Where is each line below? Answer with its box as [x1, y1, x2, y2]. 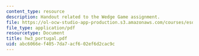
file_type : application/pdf [6, 24, 76, 31]
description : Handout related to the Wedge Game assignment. [6, 14, 161, 20]
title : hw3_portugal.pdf [6, 36, 68, 41]
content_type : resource [6, 8, 65, 15]
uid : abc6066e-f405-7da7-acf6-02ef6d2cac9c [6, 41, 115, 47]
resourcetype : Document [6, 30, 65, 36]
